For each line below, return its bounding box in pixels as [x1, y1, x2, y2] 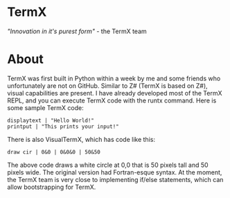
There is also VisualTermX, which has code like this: [7, 135, 156, 143]
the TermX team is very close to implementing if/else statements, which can [7, 175, 224, 183]
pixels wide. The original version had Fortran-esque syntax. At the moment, [7, 168, 222, 177]
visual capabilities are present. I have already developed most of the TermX [7, 89, 222, 97]
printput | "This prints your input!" [7, 123, 119, 130]
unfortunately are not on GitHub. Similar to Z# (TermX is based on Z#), [7, 81, 208, 90]
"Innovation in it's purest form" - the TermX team [7, 27, 147, 35]
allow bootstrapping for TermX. [7, 183, 96, 191]
